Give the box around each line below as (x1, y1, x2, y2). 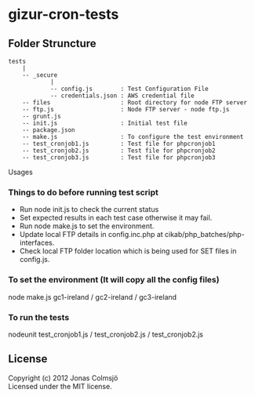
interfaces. (19, 238, 55, 248)
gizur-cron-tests (8, 5, 119, 24)
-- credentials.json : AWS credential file (49, 92, 195, 100)
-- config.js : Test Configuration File (49, 85, 209, 93)
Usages (8, 167, 33, 177)
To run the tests (8, 311, 70, 322)
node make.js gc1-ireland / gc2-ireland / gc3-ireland (8, 292, 177, 301)
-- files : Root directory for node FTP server (22, 99, 247, 107)
